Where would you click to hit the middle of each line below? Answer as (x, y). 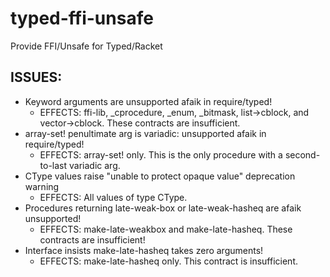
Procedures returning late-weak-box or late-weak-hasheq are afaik (163, 208)
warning (42, 186)
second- (302, 154)
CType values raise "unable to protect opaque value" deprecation (160, 176)
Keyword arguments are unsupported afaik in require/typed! (148, 101)
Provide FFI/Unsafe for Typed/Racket (86, 46)
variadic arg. (95, 165)
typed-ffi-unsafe (82, 18)
